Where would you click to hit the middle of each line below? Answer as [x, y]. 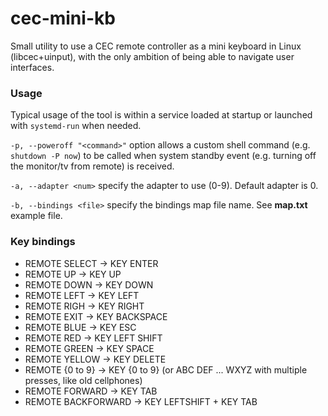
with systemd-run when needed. [76, 126]
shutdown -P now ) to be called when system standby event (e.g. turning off [163, 156]
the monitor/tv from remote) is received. [92, 166]
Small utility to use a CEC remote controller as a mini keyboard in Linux [156, 46]
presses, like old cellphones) [83, 380]
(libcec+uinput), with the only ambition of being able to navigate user [152, 56]
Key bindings [43, 242]
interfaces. [32, 67]
